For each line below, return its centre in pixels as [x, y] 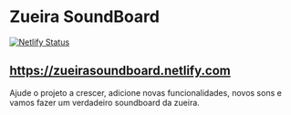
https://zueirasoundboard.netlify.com [120, 71]
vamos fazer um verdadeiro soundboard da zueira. [105, 102]
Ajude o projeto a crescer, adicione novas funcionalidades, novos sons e [146, 92]
